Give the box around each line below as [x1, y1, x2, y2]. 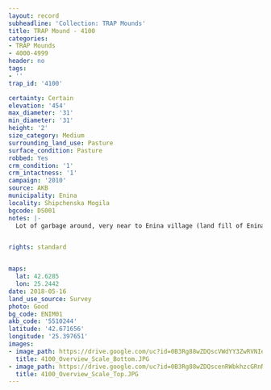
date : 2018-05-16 [8, 287, 67, 296]
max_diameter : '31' [8, 109, 74, 117]
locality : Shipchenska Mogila [8, 199, 110, 207]
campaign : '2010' [8, 177, 67, 185]
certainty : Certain [8, 94, 74, 102]
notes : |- [8, 214, 42, 222]
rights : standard [8, 243, 67, 251]
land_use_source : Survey [8, 295, 92, 303]
